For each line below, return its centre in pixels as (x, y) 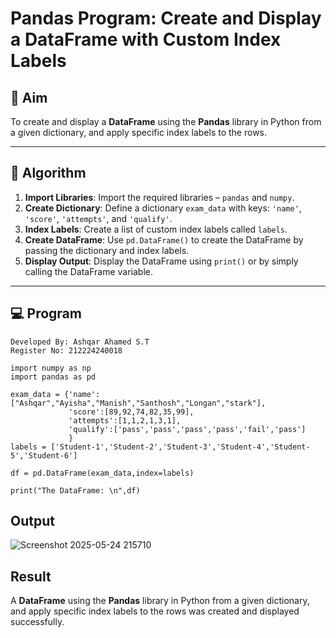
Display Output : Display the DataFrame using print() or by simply (161, 261)
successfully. (37, 622)
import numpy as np (51, 368)
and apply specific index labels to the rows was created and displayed (155, 611)
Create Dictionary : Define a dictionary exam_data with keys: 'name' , (163, 208)
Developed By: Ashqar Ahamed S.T (80, 342)
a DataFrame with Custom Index (146, 39)
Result (31, 576)
